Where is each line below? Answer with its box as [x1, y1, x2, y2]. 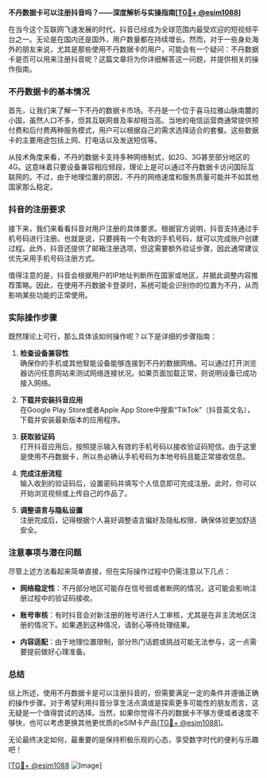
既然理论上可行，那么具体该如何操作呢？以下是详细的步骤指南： [8, 331, 217, 341]
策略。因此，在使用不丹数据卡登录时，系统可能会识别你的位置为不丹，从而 [14, 280, 259, 289]
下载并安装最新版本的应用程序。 [19, 415, 125, 424]
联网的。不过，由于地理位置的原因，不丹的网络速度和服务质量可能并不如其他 [8, 172, 259, 182]
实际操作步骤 [8, 312, 58, 323]
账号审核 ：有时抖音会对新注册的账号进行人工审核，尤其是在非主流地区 [19, 610, 250, 620]
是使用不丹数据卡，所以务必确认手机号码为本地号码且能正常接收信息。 [19, 451, 250, 461]
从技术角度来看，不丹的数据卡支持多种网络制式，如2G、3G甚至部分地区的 [8, 153, 250, 162]
